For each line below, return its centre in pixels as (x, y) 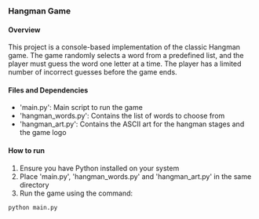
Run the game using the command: (76, 193)
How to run (27, 150)
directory (34, 184)
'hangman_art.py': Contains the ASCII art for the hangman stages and (132, 124)
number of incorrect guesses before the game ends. (93, 72)
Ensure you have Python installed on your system (99, 168)
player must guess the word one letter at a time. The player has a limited (125, 64)
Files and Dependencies (48, 90)
